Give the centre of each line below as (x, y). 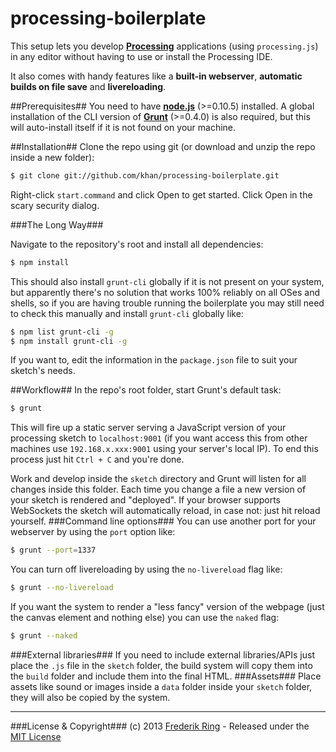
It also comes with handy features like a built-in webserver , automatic (156, 76)
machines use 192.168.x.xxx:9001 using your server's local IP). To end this (164, 449)
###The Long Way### (57, 224)
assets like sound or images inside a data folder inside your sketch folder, (161, 686)
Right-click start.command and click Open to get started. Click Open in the (161, 194)
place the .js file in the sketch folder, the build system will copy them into (161, 665)
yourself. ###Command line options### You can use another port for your (163, 521)
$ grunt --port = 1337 (53, 550)
